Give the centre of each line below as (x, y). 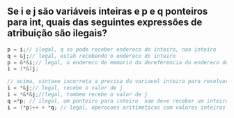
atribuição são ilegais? (57, 33)
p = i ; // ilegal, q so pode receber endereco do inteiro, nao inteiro (112, 49)
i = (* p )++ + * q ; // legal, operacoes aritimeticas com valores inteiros (117, 108)
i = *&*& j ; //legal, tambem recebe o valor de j (78, 95)
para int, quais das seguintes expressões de (105, 23)
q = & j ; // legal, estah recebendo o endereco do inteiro (92, 56)
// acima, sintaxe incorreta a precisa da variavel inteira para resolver (118, 82)
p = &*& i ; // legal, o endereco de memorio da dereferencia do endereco (113, 62)
